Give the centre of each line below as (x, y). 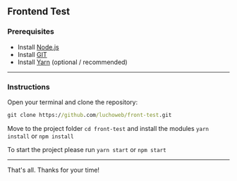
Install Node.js (38, 47)
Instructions (29, 87)
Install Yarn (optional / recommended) (73, 62)
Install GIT (32, 54)
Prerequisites (31, 32)
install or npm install (41, 136)
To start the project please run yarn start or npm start (87, 149)
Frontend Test (39, 12)
